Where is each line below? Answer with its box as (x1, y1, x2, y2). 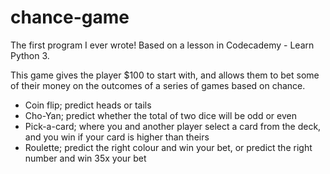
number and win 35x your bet (24, 152, 147, 164)
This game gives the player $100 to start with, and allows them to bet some (10, 69, 320, 81)
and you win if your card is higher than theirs (24, 131, 210, 143)
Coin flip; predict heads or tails (24, 99, 152, 111)
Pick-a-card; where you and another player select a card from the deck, (24, 120, 322, 132)
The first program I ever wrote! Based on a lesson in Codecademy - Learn (10, 39, 315, 51)
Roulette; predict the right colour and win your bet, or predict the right (24, 141, 313, 153)
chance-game (10, 6, 130, 29)
